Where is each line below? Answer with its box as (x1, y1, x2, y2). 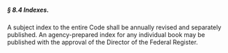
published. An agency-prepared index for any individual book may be (7, 30, 205, 38)
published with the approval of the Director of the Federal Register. (7, 38, 198, 46)
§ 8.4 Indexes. (7, 6, 49, 14)
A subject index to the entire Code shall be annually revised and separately (7, 23, 222, 31)
